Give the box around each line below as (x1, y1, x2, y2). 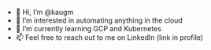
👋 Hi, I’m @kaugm (15, 8, 74, 16)
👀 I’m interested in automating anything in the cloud (15, 16, 183, 25)
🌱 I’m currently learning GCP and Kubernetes (15, 24, 161, 33)
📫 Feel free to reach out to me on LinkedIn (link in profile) (15, 33, 203, 42)
